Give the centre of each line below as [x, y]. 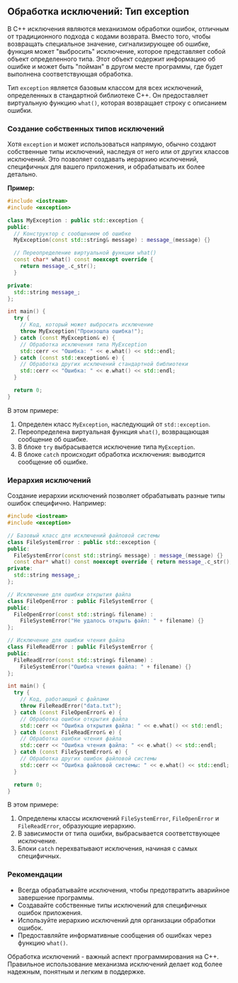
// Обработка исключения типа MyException [84, 344]
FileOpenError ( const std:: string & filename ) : [84, 614]
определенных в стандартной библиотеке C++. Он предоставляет [108, 95]
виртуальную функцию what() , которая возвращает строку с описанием [117, 103]
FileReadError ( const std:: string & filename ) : [84, 660]
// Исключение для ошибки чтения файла [66, 640]
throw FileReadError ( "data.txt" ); [71, 706]
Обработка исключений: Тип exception [98, 12]
